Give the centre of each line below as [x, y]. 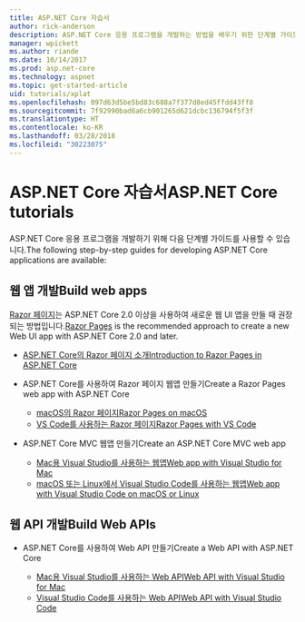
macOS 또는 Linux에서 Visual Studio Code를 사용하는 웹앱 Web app [158, 483]
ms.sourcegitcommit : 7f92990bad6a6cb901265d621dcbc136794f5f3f [132, 111]
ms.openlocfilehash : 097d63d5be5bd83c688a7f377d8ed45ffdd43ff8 [132, 102]
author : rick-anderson [52, 26]
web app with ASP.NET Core [76, 394]
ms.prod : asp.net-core [52, 69]
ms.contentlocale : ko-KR [56, 128]
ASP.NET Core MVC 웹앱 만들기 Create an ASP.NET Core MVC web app [154, 443]
